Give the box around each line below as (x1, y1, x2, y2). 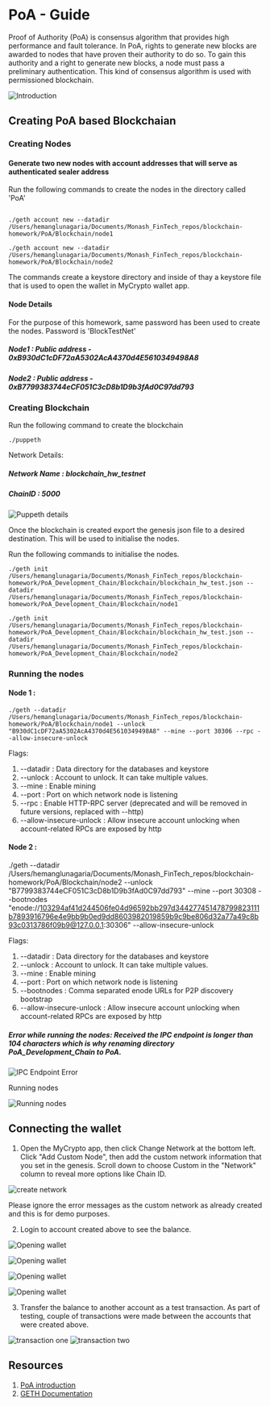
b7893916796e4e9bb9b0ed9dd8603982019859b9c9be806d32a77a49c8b (8, 912, 260, 921)
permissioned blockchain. (8, 75, 94, 85)
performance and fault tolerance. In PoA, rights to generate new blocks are (8, 40, 257, 50)
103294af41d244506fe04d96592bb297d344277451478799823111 (39, 903, 260, 913)
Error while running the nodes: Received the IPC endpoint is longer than (8, 1030, 254, 1039)
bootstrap (19, 994, 53, 1005)
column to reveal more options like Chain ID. (19, 1169, 167, 1179)
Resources (8, 1358, 64, 1372)
